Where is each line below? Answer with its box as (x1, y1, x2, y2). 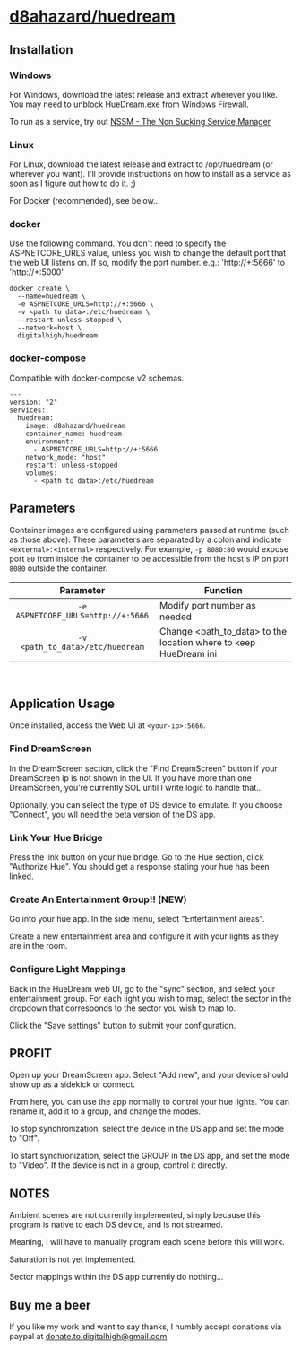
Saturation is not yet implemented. (9, 1254, 136, 1265)
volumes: (25, 469, 58, 478)
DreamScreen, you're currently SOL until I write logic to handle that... (9, 782, 264, 793)
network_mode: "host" (25, 452, 106, 461)
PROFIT (9, 1046, 52, 1061)
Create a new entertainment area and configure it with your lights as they (9, 931, 279, 942)
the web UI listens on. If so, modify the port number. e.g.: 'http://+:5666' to (9, 258, 285, 268)
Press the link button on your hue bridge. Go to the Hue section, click (9, 851, 264, 863)
